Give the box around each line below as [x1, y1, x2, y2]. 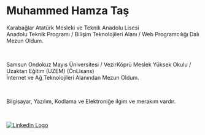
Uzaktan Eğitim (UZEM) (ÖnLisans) [6, 67, 95, 74]
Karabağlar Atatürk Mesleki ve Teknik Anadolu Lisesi [6, 24, 139, 31]
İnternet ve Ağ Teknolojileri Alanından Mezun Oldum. [6, 74, 139, 81]
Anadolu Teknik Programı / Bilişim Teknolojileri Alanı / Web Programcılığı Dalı [6, 30, 199, 37]
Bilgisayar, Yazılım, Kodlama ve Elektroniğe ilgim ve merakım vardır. [6, 98, 176, 105]
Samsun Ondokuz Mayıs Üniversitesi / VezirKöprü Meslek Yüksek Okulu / [6, 61, 191, 68]
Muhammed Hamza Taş [6, 4, 130, 18]
